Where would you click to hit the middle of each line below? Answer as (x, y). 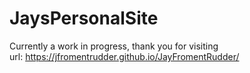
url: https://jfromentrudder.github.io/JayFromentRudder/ (124, 56)
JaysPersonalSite (84, 18)
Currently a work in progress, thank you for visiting (114, 46)
